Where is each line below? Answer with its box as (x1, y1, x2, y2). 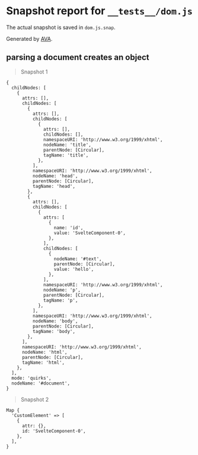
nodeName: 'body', (32, 318, 78, 324)
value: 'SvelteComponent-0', (53, 230, 126, 236)
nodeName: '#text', (53, 256, 102, 262)
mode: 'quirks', (11, 375, 52, 381)
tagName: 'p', (43, 297, 78, 303)
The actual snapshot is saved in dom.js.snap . (6, 24, 116, 31)
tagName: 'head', (32, 183, 76, 189)
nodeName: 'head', (32, 173, 78, 179)
